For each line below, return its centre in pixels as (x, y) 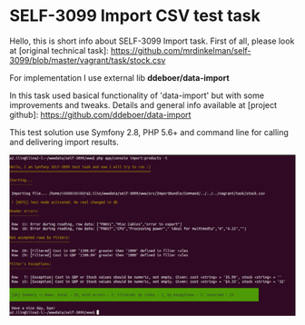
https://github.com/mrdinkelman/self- (181, 50)
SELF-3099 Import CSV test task (135, 16)
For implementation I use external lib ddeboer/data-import (119, 77)
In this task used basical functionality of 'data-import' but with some (137, 95)
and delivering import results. (64, 142)
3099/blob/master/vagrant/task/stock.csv (88, 60)
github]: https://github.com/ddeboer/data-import (100, 114)
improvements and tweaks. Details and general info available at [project (143, 104)
